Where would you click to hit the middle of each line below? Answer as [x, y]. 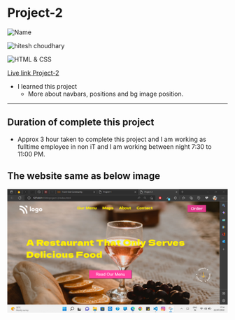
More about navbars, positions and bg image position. [106, 94]
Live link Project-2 [33, 73]
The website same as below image [84, 176]
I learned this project [47, 86]
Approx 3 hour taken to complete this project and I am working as [112, 139]
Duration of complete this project [81, 123]
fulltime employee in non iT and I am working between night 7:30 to [114, 146]
